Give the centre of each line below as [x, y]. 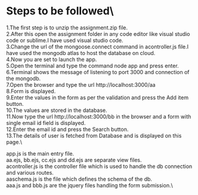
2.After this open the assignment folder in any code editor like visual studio [98, 33]
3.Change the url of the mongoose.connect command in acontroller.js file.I [98, 47]
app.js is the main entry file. [40, 153]
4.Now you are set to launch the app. [52, 59]
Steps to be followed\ [60, 11]
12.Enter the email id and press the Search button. [67, 129]
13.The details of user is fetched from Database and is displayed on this [94, 135]
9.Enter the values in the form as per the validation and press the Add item [98, 97]
